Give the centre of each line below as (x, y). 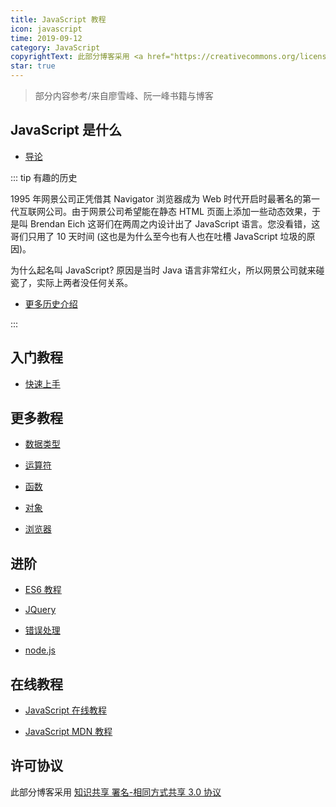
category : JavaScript (55, 47)
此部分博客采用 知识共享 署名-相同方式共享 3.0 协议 (116, 792)
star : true (33, 66)
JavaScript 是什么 (66, 130)
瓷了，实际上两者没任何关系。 (71, 282)
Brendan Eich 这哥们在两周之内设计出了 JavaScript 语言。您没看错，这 (175, 223)
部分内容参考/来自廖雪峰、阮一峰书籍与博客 (124, 95)
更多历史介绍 (51, 303)
